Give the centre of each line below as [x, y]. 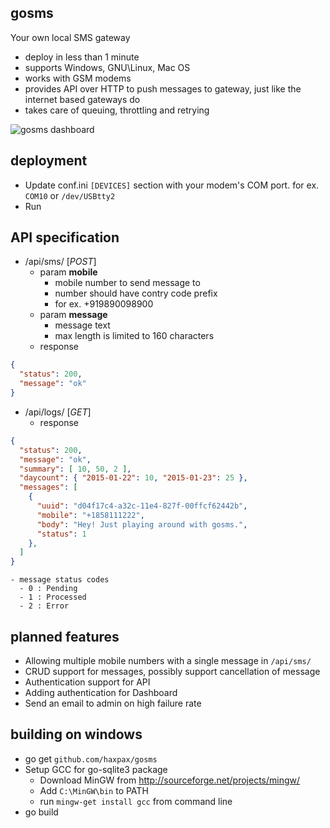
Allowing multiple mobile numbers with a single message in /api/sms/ [168, 660]
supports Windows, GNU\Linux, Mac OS [107, 67]
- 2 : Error [44, 606]
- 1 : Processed [53, 597]
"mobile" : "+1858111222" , [90, 515]
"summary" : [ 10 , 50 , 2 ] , [75, 469]
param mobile [68, 272]
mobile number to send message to [127, 283]
